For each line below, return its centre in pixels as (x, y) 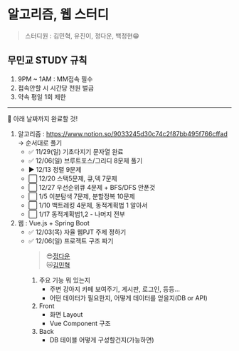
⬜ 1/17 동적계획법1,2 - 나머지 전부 (77, 214)
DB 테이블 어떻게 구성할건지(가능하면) (102, 340)
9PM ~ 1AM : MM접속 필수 (55, 78)
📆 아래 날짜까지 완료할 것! (43, 118)
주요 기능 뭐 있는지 (65, 280)
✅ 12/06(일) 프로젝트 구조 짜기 (71, 240)
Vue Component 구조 (80, 323)
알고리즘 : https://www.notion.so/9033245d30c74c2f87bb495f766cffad (122, 133)
